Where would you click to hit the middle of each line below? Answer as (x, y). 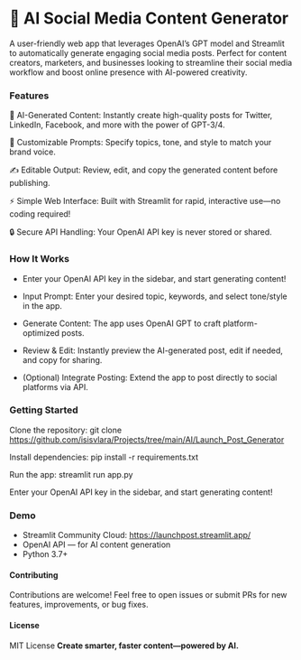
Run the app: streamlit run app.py (71, 474)
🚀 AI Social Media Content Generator (149, 19)
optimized (41, 332)
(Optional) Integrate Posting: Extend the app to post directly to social (150, 377)
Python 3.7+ (45, 554)
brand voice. (33, 152)
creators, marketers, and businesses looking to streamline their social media (151, 62)
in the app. (42, 305)
